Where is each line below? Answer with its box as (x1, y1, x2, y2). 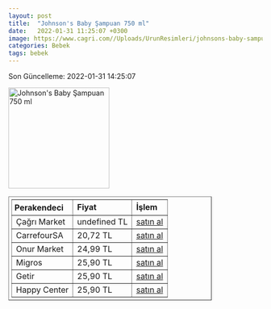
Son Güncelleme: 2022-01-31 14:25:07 (8, 72, 136, 81)
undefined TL (77, 216, 128, 227)
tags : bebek (8, 49, 48, 57)
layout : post (8, 11, 52, 20)
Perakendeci (15, 203, 65, 213)
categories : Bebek (8, 42, 70, 50)
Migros (15, 257, 43, 268)
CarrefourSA (15, 230, 64, 240)
